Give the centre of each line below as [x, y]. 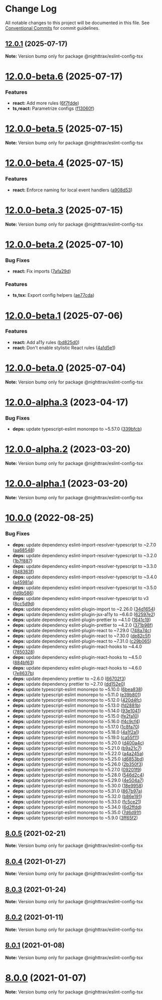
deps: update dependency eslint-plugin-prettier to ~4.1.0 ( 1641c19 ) [82, 620]
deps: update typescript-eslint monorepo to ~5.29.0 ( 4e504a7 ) [78, 780]
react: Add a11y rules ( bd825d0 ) [46, 342]
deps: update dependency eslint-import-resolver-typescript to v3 [80, 598]
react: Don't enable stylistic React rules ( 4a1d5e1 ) [64, 348]
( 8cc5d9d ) [23, 604]
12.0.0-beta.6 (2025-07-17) [64, 76]
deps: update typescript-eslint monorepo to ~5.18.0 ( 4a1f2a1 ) [76, 732]
